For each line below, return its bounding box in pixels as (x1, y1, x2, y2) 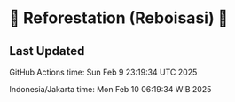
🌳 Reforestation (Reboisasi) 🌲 (9, 8, 229, 28)
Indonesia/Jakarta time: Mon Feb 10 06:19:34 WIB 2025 (9, 84, 212, 94)
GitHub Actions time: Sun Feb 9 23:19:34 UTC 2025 (9, 67, 198, 77)
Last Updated (9, 43, 85, 59)
